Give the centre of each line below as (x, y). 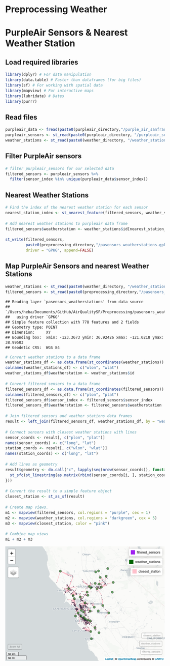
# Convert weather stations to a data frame (53, 357)
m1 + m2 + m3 (19, 540)
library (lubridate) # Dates (35, 96)
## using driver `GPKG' (32, 317)
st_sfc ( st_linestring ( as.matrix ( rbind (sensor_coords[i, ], (73, 475)
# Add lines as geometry (31, 465)
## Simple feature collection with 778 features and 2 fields (72, 322)
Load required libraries (42, 62)
